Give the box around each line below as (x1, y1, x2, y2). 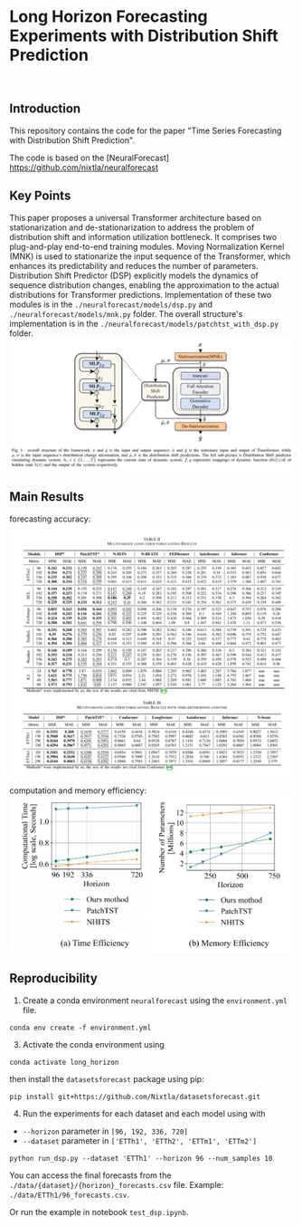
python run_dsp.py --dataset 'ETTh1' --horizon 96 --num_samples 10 (9, 1154, 273, 1163)
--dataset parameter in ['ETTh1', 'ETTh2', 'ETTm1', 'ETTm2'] (22, 1135, 258, 1146)
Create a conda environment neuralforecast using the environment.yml (22, 994, 288, 1006)
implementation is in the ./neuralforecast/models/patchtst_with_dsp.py (9, 318, 278, 329)
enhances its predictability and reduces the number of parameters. (9, 260, 259, 271)
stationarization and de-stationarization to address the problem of (9, 222, 255, 233)
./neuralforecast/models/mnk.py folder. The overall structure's (9, 308, 243, 319)
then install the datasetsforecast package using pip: (9, 1073, 205, 1084)
